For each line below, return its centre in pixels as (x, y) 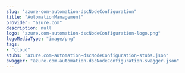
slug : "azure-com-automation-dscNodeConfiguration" (71, 11)
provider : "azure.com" (34, 22)
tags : (13, 45)
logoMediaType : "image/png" (41, 39)
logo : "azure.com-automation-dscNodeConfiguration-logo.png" (84, 34)
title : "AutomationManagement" (45, 17)
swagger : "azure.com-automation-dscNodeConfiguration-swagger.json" (93, 61)
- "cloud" (18, 50)
